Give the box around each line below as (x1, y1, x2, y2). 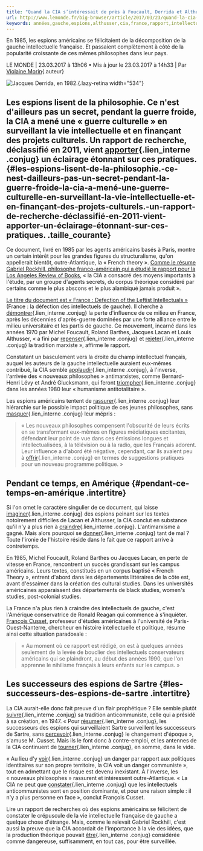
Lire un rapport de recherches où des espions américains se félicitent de (6, 805, 187, 813)
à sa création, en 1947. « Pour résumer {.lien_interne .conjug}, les (6, 717, 167, 725)
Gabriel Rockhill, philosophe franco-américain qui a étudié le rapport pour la (6, 265, 196, 273)
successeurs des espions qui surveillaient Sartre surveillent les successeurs (6, 724, 196, 731)
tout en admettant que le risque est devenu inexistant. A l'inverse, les (6, 768, 178, 775)
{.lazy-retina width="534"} (77, 79, 144, 87)
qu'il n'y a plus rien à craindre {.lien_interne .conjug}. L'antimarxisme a (6, 523, 180, 530)
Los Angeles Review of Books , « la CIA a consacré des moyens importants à (6, 272, 196, 279)
